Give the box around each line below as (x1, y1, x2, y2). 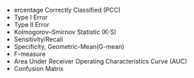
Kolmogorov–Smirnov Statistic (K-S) (13, 28, 117, 36)
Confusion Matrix (13, 65, 64, 72)
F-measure (13, 50, 46, 58)
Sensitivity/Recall (13, 35, 63, 43)
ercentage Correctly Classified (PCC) (13, 6, 121, 14)
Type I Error (13, 13, 48, 21)
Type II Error (13, 21, 50, 28)
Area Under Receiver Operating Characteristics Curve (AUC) (13, 57, 188, 65)
